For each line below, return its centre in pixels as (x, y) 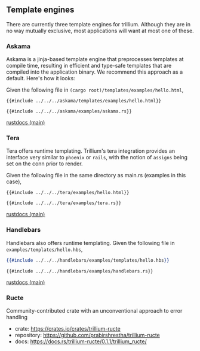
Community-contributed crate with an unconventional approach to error (94, 310)
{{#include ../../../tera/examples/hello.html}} (68, 193)
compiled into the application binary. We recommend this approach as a (95, 72)
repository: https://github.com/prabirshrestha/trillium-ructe (87, 335)
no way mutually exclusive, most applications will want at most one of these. (100, 31)
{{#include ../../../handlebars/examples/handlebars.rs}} (80, 271)
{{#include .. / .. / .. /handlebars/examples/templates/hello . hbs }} (88, 260)
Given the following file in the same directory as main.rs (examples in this (96, 175)
